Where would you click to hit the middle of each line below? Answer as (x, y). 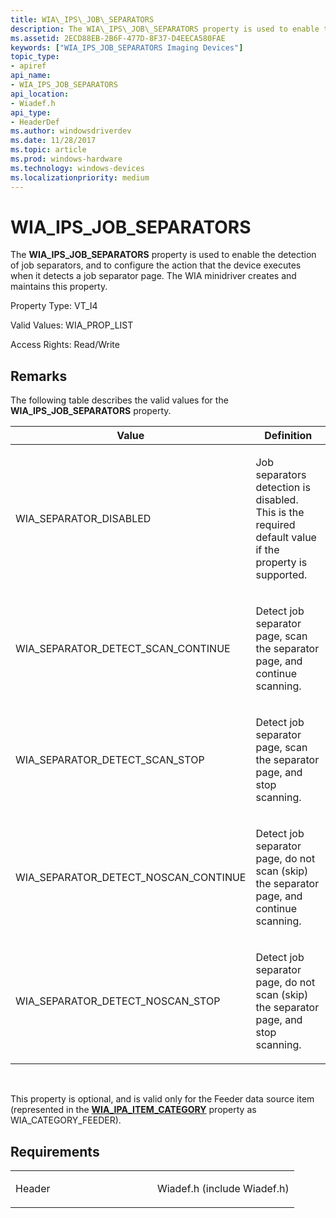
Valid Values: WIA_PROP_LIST (72, 325)
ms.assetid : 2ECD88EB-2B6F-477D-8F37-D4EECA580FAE (118, 38)
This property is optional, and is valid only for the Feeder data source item (162, 1099)
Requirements (55, 1151)
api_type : (31, 112)
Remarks (39, 376)
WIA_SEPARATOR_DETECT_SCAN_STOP (110, 760)
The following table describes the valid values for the (119, 400)
